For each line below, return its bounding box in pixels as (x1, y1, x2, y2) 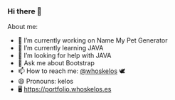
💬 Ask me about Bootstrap (17, 59, 95, 67)
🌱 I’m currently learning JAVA (17, 44, 104, 52)
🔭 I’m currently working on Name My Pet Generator (17, 36, 169, 45)
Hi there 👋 (7, 6, 43, 16)
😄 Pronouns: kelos (17, 77, 73, 86)
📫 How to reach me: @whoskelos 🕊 (17, 67, 126, 75)
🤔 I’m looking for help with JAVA (17, 51, 112, 60)
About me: (7, 23, 38, 31)
